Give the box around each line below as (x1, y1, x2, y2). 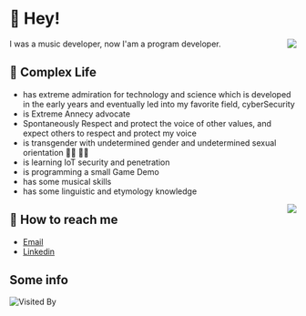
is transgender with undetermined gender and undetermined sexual (22, 137, 277, 148)
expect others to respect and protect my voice (22, 127, 198, 138)
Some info (9, 272, 68, 288)
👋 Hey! (9, 8, 61, 29)
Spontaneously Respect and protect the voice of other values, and (22, 117, 271, 128)
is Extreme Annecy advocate (22, 108, 130, 119)
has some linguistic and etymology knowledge (22, 186, 198, 197)
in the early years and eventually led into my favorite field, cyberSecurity (22, 98, 296, 109)
